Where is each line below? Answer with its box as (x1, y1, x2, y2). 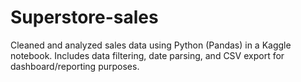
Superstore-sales (10, 6, 159, 29)
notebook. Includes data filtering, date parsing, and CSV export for (10, 49, 285, 61)
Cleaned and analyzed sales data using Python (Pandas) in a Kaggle (10, 39, 292, 51)
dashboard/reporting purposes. (10, 60, 140, 72)
